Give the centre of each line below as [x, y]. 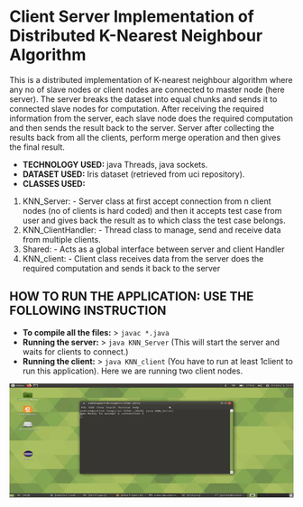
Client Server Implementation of [132, 17]
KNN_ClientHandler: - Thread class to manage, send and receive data [151, 230]
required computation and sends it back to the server [121, 268]
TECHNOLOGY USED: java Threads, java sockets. [115, 164]
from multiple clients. [61, 239]
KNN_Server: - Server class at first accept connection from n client [147, 201]
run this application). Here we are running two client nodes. [133, 371]
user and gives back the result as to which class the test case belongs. [154, 220]
